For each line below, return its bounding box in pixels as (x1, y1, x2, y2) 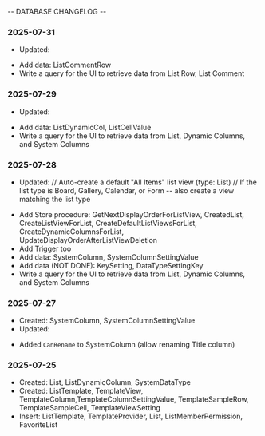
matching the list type (18, 194, 91, 204)
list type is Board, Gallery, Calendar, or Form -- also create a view (18, 185, 235, 195)
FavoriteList (18, 420, 58, 430)
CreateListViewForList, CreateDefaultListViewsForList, (18, 218, 197, 228)
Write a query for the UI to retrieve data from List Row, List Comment (18, 69, 245, 78)
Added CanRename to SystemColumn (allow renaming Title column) (18, 339, 235, 350)
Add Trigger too (18, 244, 72, 253)
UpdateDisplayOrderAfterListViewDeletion (18, 235, 157, 244)
